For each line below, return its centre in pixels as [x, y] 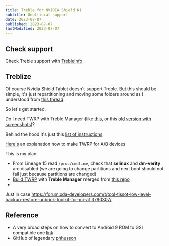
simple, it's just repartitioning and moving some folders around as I [74, 94]
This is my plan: [21, 153]
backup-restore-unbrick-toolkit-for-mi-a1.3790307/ [58, 199]
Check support [29, 49]
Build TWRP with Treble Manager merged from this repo [71, 179]
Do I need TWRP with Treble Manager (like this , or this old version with [78, 119]
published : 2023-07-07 [29, 24]
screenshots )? [20, 124]
